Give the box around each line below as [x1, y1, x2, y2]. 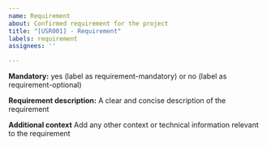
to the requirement [8, 129, 71, 139]
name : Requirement [8, 11, 71, 20]
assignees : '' [8, 42, 57, 50]
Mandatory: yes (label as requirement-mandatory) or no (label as [8, 71, 227, 81]
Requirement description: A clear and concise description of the [8, 96, 226, 105]
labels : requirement [8, 34, 79, 43]
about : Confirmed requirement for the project [8, 19, 169, 28]
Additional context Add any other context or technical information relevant [8, 120, 259, 130]
